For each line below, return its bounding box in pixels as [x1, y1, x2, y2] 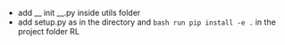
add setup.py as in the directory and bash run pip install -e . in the [17, 17, 277, 27]
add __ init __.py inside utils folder [17, 8, 141, 18]
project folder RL [17, 26, 80, 36]
